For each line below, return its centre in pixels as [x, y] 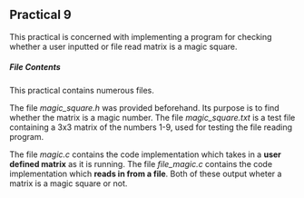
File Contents [35, 67]
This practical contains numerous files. [82, 90]
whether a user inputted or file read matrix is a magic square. [123, 46]
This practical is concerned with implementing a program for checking [141, 36]
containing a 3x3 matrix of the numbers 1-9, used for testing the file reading [151, 127]
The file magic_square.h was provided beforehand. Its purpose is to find [144, 107]
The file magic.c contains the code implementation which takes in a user [145, 154]
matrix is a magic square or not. [69, 183]
